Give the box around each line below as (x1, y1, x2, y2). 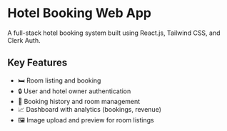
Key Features (7, 57, 68, 69)
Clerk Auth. (7, 36, 41, 44)
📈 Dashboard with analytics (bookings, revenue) (17, 105, 162, 113)
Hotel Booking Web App (7, 5, 152, 21)
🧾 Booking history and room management (17, 97, 141, 105)
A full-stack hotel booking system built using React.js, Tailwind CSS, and (7, 28, 221, 37)
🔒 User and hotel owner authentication (17, 87, 131, 95)
